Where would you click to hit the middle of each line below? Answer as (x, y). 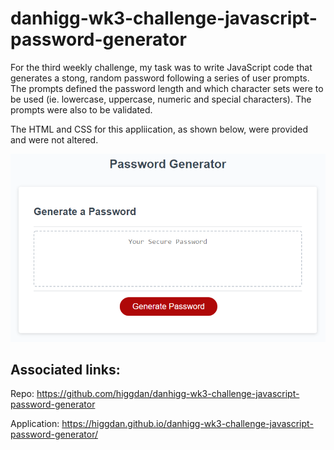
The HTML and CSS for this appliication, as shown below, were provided (159, 129)
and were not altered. (54, 139)
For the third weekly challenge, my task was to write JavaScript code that (161, 67)
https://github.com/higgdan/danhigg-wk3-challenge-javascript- (168, 394)
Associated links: (65, 369)
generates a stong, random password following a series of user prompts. (160, 78)
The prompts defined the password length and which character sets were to (167, 88)
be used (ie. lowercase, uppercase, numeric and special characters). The (161, 99)
